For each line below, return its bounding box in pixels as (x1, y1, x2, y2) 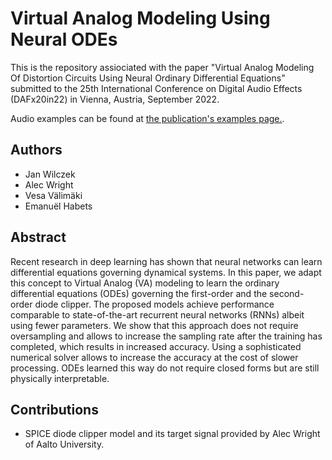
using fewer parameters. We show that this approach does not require (10, 319, 299, 331)
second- (269, 287, 305, 299)
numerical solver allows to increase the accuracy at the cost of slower (10, 351, 299, 363)
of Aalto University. (24, 438, 105, 451)
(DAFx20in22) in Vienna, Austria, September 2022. (10, 93, 220, 105)
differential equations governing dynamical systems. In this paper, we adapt (10, 266, 322, 278)
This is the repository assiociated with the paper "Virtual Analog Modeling (10, 61, 315, 73)
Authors (10, 142, 63, 159)
